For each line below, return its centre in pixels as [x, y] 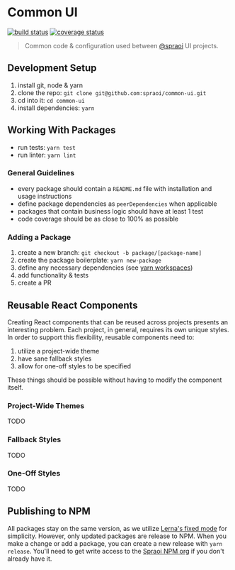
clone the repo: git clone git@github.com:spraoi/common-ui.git [112, 92]
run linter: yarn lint [47, 155]
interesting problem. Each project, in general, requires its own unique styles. [118, 329]
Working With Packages [62, 130]
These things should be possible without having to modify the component [115, 380]
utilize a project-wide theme [58, 351]
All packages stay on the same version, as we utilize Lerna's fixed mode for [117, 528]
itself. [15, 387]
